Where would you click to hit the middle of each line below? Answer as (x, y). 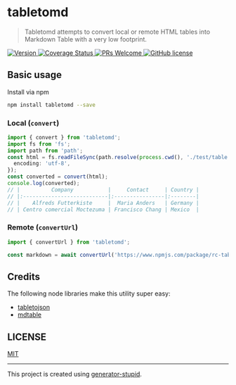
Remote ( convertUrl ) (43, 227)
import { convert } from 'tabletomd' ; (64, 137)
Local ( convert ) (33, 122)
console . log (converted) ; (44, 184)
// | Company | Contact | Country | (103, 190)
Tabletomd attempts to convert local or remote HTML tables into (117, 32)
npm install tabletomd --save (52, 105)
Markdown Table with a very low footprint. (86, 39)
